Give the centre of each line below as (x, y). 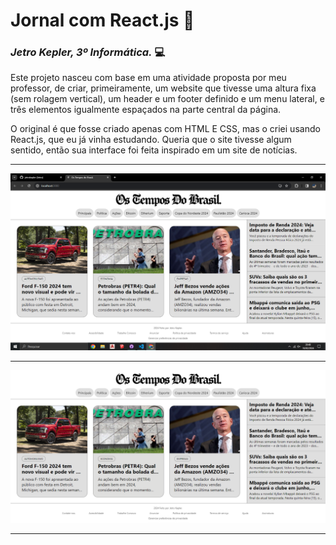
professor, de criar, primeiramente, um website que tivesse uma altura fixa (163, 88)
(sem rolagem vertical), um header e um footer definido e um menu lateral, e (167, 99)
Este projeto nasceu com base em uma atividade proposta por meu (148, 78)
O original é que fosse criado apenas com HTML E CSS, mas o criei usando (165, 129)
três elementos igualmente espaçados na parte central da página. (146, 110)
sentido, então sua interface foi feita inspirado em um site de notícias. (154, 150)
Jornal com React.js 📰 (102, 20)
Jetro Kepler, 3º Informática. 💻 (88, 52)
